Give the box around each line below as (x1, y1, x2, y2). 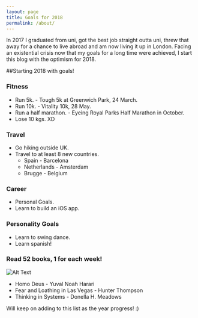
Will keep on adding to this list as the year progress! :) (6, 305, 139, 312)
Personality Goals (6, 220, 59, 228)
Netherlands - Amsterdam (23, 163, 89, 170)
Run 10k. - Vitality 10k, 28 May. (14, 102, 91, 110)
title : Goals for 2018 (6, 14, 63, 20)
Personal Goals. (14, 198, 54, 205)
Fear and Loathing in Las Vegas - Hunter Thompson (14, 287, 143, 294)
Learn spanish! (14, 240, 52, 247)
